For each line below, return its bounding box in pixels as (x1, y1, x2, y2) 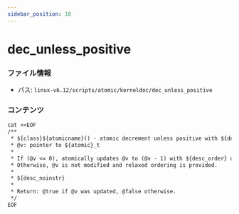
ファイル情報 (7, 68, 52, 78)
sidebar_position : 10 (7, 10, 72, 18)
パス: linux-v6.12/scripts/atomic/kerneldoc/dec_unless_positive (17, 86, 213, 94)
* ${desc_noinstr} (10, 175, 65, 182)
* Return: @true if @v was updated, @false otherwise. (10, 188, 176, 195)
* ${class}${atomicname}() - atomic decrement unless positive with (10, 135, 218, 143)
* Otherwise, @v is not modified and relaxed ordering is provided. (10, 161, 218, 168)
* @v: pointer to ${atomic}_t (10, 142, 100, 149)
